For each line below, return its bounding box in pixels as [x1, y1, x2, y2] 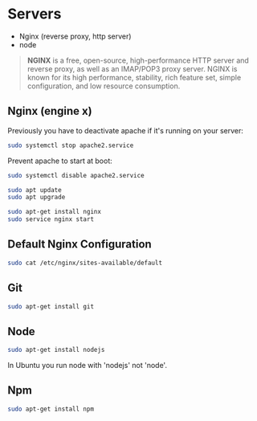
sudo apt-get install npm [7, 405, 94, 413]
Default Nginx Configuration [7, 238, 152, 251]
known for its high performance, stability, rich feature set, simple [27, 72, 242, 82]
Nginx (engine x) [7, 104, 93, 118]
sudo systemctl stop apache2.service [7, 141, 134, 149]
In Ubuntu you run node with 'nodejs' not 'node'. [7, 361, 168, 370]
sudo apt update [7, 186, 62, 194]
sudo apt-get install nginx [7, 208, 102, 216]
